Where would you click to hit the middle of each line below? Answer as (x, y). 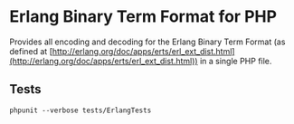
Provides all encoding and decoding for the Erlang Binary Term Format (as (147, 42)
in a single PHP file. (236, 61)
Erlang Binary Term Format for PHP (143, 17)
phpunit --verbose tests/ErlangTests (81, 110)
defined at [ (31, 51)
